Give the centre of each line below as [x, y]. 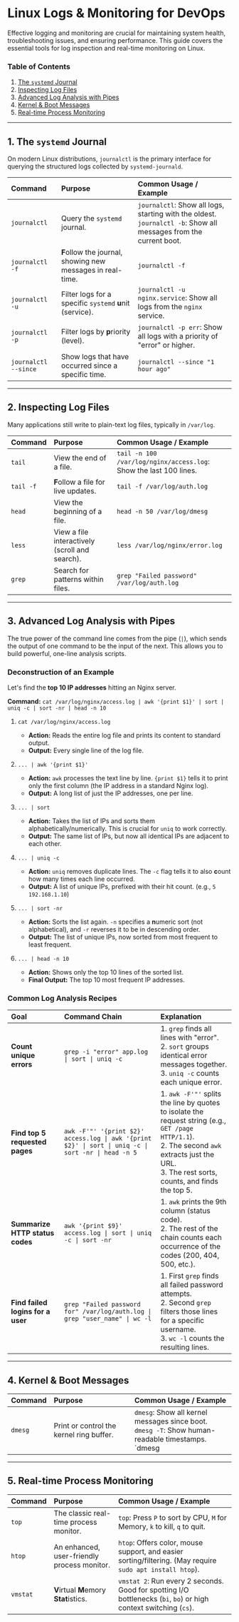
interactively [74, 540]
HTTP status [33, 1233]
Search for [71, 570]
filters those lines [189, 1311]
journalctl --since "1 [176, 362]
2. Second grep [186, 1303]
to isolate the [182, 1112]
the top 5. [176, 1190]
